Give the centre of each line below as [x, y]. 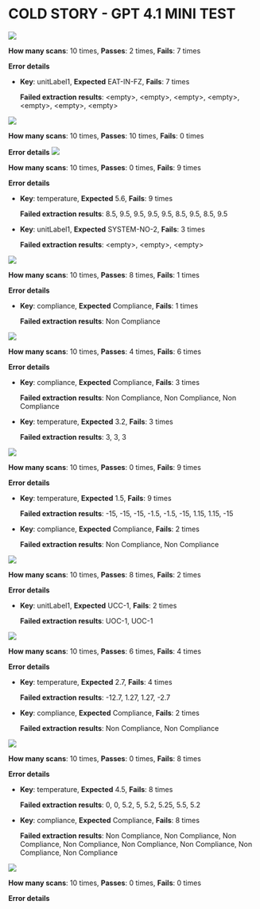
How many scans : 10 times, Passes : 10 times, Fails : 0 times [106, 135]
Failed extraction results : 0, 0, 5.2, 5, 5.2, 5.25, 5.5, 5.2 [110, 805]
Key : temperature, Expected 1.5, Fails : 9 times [96, 498]
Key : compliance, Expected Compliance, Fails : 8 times [110, 820]
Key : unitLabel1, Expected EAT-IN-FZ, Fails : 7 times [105, 81]
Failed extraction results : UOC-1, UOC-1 [86, 620]
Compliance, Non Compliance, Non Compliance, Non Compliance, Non [136, 844]
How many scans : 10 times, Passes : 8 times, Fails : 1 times [104, 274]
